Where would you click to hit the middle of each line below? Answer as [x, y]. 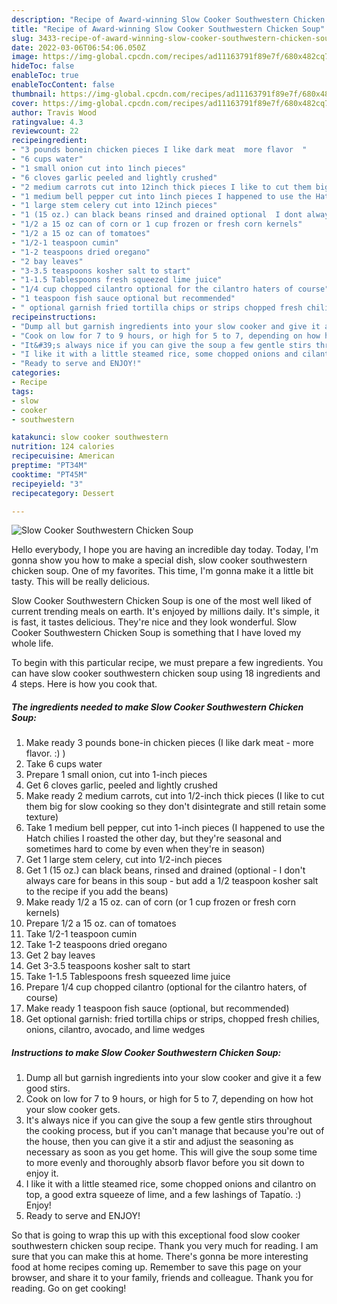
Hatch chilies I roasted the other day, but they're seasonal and [154, 838]
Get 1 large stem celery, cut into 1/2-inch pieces [124, 860]
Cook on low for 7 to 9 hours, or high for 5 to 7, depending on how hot [169, 1099]
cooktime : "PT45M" [49, 474]
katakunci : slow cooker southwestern [90, 437]
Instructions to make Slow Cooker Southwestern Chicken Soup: [146, 1052]
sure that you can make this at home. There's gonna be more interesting [160, 1257]
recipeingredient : [49, 141]
